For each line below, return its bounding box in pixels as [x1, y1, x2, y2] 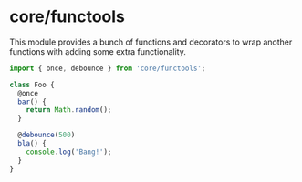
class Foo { [9, 80, 55, 89]
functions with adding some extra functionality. [9, 45, 187, 56]
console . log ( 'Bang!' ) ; [26, 147, 112, 157]
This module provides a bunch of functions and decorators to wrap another [9, 36, 293, 47]
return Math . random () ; [26, 106, 112, 115]
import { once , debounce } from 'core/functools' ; [9, 64, 206, 73]
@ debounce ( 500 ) [17, 130, 76, 140]
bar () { [17, 97, 47, 106]
